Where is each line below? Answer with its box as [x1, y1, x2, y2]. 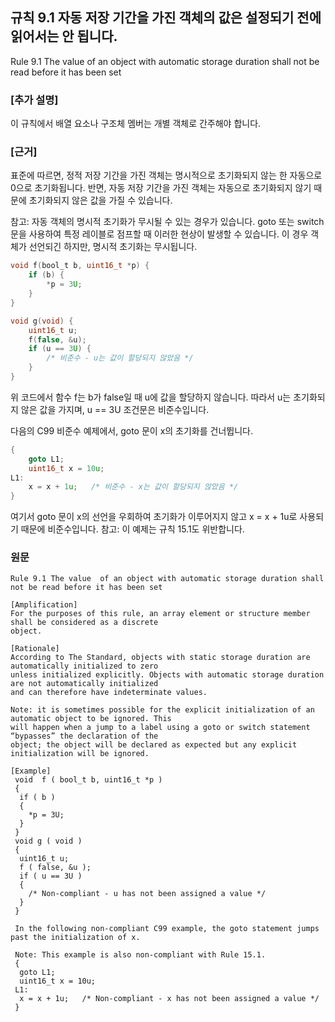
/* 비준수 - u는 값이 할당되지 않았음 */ [46, 353, 194, 363]
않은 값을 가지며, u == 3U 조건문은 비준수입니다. [20, 403, 210, 415]
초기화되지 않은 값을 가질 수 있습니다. [28, 194, 173, 207]
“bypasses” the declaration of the [10, 731, 159, 742]
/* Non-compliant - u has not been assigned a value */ [28, 889, 267, 899]
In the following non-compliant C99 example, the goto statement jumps [14, 924, 320, 934]
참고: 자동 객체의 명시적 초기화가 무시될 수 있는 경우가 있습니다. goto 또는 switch [10, 216, 325, 228]
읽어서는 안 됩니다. [10, 28, 118, 45]
